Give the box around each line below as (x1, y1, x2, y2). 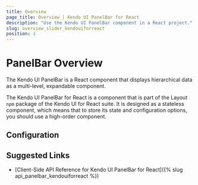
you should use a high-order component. (6, 113, 107, 120)
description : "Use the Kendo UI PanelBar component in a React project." (6, 20, 193, 26)
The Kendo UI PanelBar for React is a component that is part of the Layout (6, 94, 188, 101)
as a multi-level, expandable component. (6, 83, 106, 90)
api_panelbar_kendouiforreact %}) (14, 173, 99, 180)
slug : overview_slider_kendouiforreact (6, 25, 105, 32)
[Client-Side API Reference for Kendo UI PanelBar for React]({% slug (14, 166, 183, 173)
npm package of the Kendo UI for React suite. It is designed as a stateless (6, 101, 184, 108)
